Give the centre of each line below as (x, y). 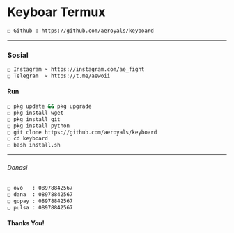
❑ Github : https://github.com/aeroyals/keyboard (81, 31)
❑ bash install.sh (34, 145)
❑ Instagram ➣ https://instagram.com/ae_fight (76, 70)
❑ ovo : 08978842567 (40, 188)
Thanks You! (26, 223)
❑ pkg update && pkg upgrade (49, 106)
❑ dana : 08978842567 (40, 195)
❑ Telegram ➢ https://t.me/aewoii (59, 76)
